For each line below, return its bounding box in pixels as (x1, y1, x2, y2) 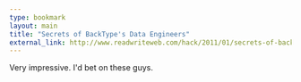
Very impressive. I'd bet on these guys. (9, 62, 154, 73)
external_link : (9, 37, 66, 47)
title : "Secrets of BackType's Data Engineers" (9, 29, 191, 38)
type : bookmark (9, 12, 66, 22)
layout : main (9, 21, 58, 30)
